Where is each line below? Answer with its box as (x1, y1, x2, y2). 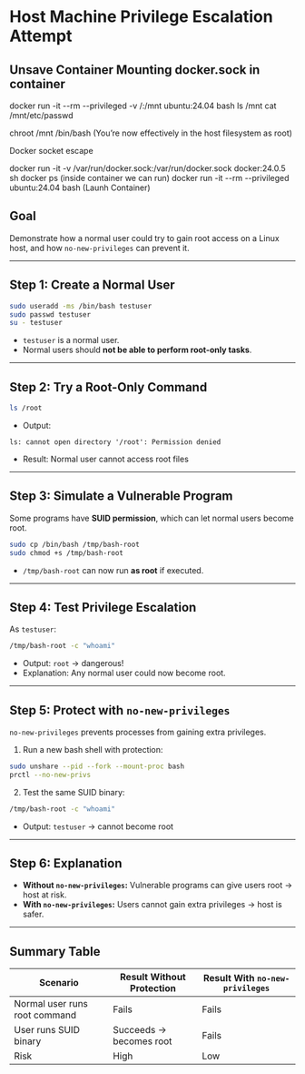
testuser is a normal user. (22, 335, 120, 346)
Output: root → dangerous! (22, 658, 124, 669)
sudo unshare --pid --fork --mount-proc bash (9, 762, 184, 771)
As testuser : (9, 623, 57, 634)
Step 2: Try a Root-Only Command (9, 380, 208, 395)
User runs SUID (14, 1024, 80, 1037)
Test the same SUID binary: (22, 786, 125, 797)
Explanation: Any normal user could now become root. (22, 667, 226, 679)
